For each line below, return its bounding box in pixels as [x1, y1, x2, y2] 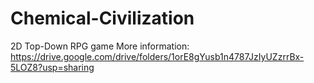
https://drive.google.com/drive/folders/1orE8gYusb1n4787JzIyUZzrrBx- [10, 50, 305, 62]
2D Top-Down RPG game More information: [10, 40, 190, 52]
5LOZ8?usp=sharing [10, 61, 95, 73]
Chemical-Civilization [10, 7, 195, 30]
